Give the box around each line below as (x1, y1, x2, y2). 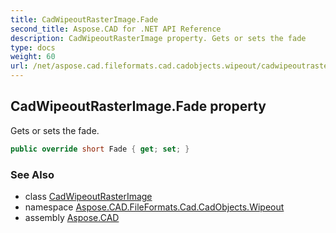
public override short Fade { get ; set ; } (10, 144, 190, 154)
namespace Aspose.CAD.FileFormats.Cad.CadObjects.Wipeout (24, 201, 285, 213)
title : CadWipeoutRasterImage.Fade (10, 14, 159, 25)
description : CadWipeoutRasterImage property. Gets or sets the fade (10, 33, 307, 43)
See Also (10, 167, 55, 181)
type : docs (10, 42, 56, 53)
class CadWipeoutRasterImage (24, 190, 153, 202)
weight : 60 (10, 52, 56, 62)
